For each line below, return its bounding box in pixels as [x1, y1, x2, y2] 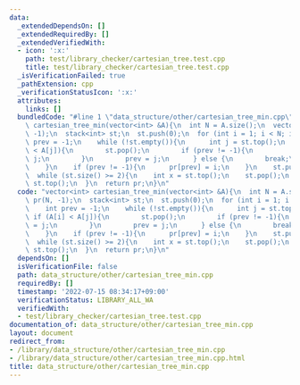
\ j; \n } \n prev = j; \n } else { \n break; [25, 154, 290, 163]
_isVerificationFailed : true [17, 71, 126, 80]
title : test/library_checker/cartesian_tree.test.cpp [25, 63, 229, 72]
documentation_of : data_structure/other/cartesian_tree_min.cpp [9, 321, 254, 330]
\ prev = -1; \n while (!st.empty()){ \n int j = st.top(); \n [25, 138, 286, 146]
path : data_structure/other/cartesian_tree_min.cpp [17, 271, 214, 280]
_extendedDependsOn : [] [17, 21, 105, 30]
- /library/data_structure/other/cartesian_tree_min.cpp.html [9, 354, 246, 363]
